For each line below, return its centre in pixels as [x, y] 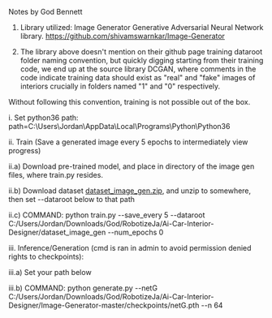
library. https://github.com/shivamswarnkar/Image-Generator [123, 36]
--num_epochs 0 [136, 232]
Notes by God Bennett [45, 12]
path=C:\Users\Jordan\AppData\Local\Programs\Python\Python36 [119, 126]
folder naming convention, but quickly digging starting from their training [142, 60]
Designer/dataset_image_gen [57, 232]
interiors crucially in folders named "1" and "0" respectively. [120, 86]
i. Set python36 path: [43, 118]
